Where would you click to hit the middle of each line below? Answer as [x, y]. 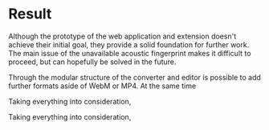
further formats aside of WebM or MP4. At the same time [102, 86]
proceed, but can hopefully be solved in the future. [92, 62]
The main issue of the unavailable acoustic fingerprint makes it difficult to [130, 53]
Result [30, 14]
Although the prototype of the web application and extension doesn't [122, 36]
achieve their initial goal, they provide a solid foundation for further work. [129, 44]
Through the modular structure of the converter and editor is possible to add [134, 77]
